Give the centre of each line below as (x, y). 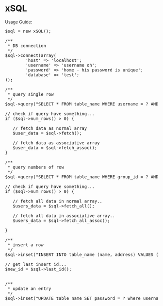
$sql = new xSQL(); (28, 31)
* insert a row (25, 245)
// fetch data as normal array (50, 128)
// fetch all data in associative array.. (64, 216)
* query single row (31, 94)
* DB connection (27, 46)
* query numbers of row (36, 167)
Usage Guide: (19, 22)
